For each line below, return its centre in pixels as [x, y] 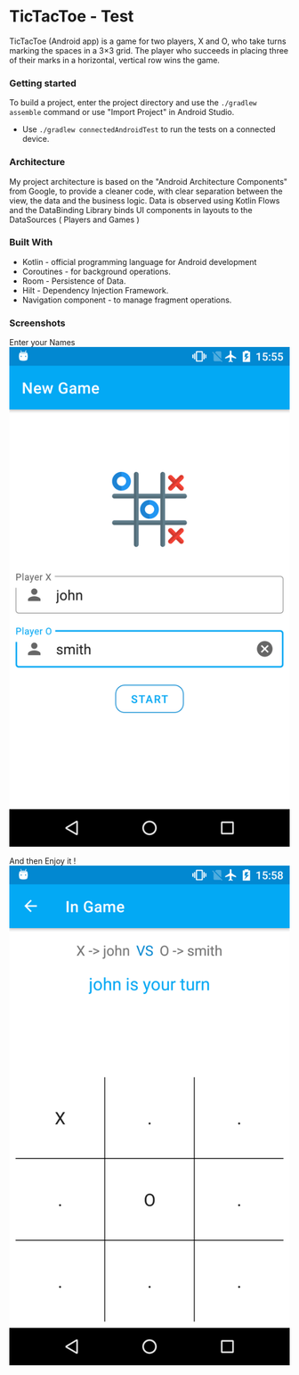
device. [36, 139]
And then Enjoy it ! [43, 861]
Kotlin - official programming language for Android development [139, 261]
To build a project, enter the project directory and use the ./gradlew [133, 103]
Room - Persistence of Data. [74, 281]
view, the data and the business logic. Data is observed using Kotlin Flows [145, 200]
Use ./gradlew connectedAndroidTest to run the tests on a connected [149, 129]
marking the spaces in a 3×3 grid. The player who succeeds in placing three [149, 50]
